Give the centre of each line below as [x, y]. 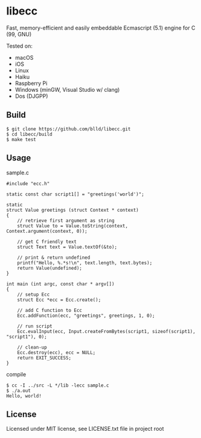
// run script [35, 326]
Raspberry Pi [31, 83]
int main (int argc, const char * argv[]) [60, 284]
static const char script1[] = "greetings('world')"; [75, 194]
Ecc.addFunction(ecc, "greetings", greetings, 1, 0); [86, 316]
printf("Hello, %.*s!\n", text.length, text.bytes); [85, 263]
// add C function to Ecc [50, 310]
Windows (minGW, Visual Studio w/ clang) [67, 89]
